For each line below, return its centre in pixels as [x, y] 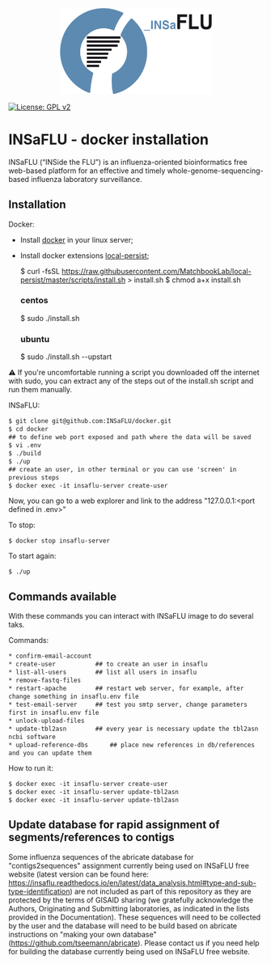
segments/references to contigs [91, 837]
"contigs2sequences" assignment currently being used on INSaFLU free [129, 865]
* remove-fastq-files [45, 680]
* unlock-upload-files [47, 721]
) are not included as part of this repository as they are [161, 891]
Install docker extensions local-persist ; [85, 256]
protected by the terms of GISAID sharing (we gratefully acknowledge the [131, 900]
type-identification [39, 891]
